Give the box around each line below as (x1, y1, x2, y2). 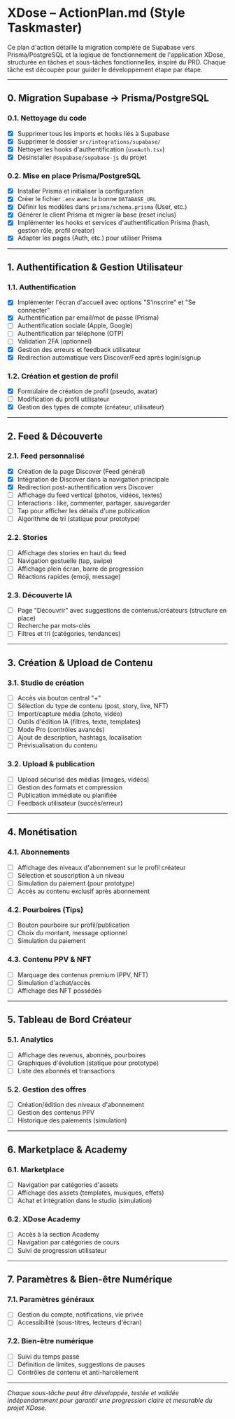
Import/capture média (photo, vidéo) (17, 709, 123, 718)
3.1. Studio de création (7, 678, 85, 688)
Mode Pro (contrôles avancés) (17, 726, 105, 734)
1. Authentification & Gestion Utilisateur (7, 261, 183, 273)
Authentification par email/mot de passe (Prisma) (17, 313, 159, 322)
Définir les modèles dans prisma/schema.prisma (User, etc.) (17, 203, 187, 211)
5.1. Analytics (7, 1035, 54, 1045)
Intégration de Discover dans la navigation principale (17, 475, 169, 483)
